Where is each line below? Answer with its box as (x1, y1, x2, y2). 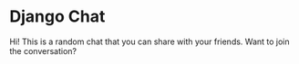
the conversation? (9, 45, 77, 56)
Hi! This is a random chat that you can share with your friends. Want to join (9, 36, 290, 47)
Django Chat (9, 6, 106, 27)
